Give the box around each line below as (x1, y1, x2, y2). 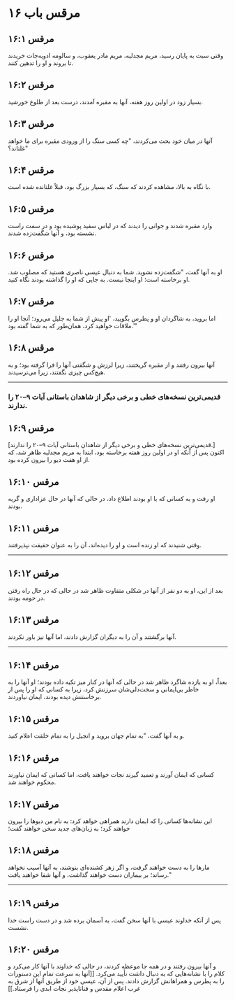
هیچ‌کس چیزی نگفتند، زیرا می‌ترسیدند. (8, 367, 106, 376)
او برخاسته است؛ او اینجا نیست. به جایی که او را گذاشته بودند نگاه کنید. (8, 275, 190, 284)
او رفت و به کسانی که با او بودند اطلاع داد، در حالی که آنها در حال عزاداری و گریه (8, 495, 215, 503)
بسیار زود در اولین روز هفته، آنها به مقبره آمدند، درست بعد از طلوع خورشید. (8, 97, 204, 106)
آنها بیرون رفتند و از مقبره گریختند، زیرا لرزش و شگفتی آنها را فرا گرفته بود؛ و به (8, 360, 215, 369)
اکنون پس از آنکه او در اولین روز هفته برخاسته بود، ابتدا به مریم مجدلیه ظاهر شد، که (8, 448, 225, 456)
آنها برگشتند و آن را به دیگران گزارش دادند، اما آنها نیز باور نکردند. (8, 632, 176, 641)
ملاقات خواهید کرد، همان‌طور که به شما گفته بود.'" (8, 321, 138, 330)
